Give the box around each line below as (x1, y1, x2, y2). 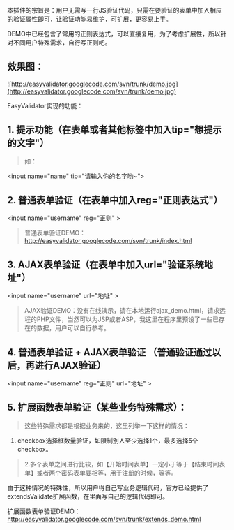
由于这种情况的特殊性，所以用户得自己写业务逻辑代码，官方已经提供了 (7, 483, 209, 492)
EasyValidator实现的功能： (7, 101, 84, 110)
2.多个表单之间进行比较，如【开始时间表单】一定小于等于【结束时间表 (24, 459, 226, 468)
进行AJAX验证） (34, 359, 107, 371)
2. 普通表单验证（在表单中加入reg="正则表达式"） (7, 194, 223, 206)
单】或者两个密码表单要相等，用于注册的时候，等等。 (24, 469, 178, 477)
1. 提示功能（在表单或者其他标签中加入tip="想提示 (7, 124, 222, 136)
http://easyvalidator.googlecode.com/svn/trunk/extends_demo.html (7, 515, 201, 523)
